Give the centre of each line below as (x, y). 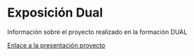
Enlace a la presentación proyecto (56, 45)
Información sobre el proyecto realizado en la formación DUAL (97, 32)
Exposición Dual (55, 13)
